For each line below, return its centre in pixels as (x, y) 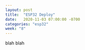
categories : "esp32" (27, 24)
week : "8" (16, 29)
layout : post (19, 10)
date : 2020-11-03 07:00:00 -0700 (43, 19)
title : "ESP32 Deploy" (30, 15)
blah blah (15, 43)
